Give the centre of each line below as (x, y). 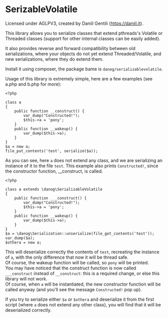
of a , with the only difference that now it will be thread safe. (67, 257)
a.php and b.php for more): (33, 84)
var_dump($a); (20, 238)
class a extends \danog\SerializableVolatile (54, 189)
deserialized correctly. (29, 310)
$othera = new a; (23, 242)
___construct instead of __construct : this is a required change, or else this (82, 273)
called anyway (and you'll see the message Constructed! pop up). (74, 289)
